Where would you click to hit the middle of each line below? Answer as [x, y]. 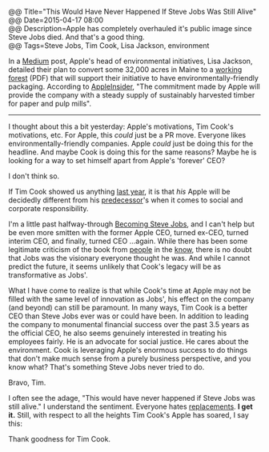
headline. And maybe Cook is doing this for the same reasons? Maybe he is [133, 152]
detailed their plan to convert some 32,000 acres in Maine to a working [125, 70]
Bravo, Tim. [27, 382]
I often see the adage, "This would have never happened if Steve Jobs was [132, 398]
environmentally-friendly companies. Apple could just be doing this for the [131, 144]
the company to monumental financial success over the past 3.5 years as [129, 324]
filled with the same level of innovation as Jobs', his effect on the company [131, 299]
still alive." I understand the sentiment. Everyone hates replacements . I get [131, 406]
